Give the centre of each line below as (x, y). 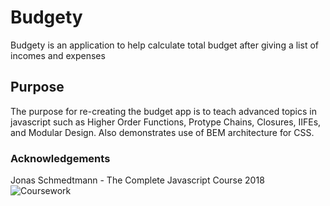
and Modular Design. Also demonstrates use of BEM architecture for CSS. (162, 132)
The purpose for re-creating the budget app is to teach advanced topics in (163, 111)
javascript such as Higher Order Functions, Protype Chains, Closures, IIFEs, (166, 122)
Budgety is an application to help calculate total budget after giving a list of (164, 45)
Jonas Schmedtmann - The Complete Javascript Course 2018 (137, 180)
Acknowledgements (60, 158)
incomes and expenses (58, 55)
